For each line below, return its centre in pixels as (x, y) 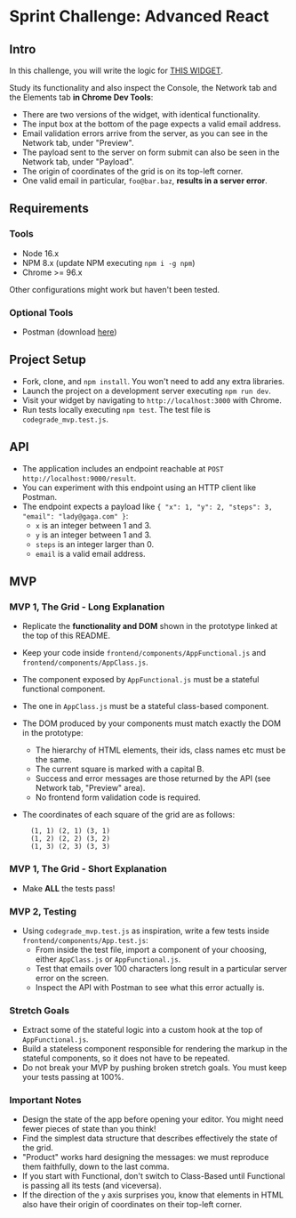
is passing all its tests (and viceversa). (92, 1186)
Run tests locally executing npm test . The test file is (116, 409)
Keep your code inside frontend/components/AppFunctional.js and (144, 653)
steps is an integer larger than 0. (95, 544)
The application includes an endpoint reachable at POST (123, 468)
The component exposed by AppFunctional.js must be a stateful (140, 680)
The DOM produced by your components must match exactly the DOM (152, 723)
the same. (54, 760)
